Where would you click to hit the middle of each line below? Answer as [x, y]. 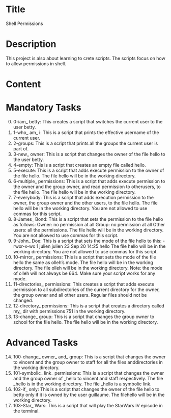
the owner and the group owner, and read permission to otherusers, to [87, 187]
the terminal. [26, 411]
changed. [23, 300]
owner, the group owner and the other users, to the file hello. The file [85, 203]
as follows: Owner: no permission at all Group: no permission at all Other [89, 225]
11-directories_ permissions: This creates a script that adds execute [84, 284]
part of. [21, 149]
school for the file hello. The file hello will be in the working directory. [85, 322]
